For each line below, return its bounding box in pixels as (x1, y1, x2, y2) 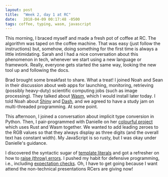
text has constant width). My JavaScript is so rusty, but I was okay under (5, 135, 157, 141)
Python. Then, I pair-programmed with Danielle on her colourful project (5, 119, 153, 125)
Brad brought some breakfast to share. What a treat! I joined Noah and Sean (5, 77, 163, 83)
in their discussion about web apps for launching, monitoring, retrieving (5, 82, 154, 88)
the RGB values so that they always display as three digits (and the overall (5, 129, 159, 136)
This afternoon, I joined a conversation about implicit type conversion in (5, 114, 154, 120)
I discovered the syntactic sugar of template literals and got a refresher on (5, 150, 160, 156)
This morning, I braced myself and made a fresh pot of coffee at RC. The (5, 35, 156, 41)
